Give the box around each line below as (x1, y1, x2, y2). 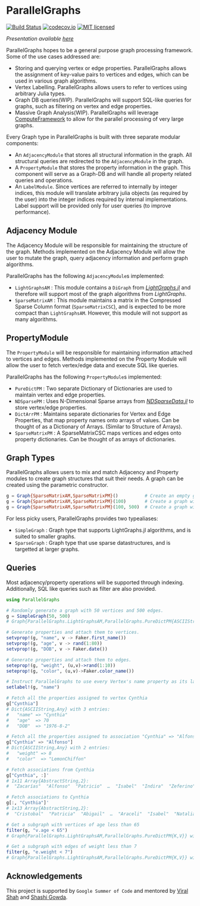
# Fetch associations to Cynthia (6, 794, 89, 800)
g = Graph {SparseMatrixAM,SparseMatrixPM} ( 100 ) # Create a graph (6, 499, 187, 505)
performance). (14, 208, 51, 215)
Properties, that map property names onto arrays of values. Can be (14, 416, 180, 423)
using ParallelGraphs (6, 596, 60, 603)
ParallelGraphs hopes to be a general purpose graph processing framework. (6, 46, 193, 54)
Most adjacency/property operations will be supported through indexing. (6, 578, 185, 586)
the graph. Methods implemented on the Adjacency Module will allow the (6, 248, 186, 255)
